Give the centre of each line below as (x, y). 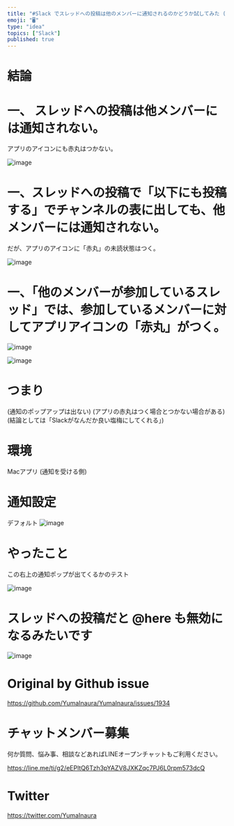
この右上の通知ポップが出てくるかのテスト (68, 574)
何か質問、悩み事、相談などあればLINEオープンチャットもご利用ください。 (114, 754)
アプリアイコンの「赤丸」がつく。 (128, 327)
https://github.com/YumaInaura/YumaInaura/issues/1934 (89, 703)
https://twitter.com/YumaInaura (52, 815)
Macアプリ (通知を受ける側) (47, 472)
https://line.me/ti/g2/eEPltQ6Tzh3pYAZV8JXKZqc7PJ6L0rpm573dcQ (106, 767)
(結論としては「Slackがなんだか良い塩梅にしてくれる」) (86, 420)
